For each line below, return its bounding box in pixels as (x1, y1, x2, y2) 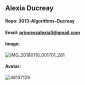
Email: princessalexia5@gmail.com (5, 29, 80, 35)
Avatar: (5, 63, 21, 69)
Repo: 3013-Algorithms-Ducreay (5, 17, 75, 24)
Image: (5, 41, 20, 47)
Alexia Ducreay (5, 4, 54, 12)
